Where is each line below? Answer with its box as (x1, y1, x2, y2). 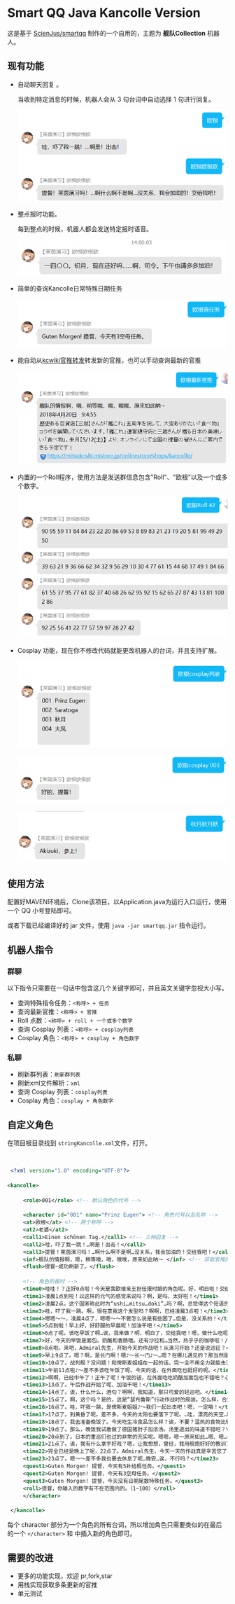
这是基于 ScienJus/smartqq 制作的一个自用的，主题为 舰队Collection (7, 29, 206, 37)
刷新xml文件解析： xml (17, 1079, 80, 1087)
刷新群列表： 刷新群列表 (17, 1070, 81, 1079)
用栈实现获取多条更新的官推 (17, 1581, 98, 1589)
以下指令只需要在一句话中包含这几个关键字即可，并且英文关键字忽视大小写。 (7, 984, 228, 992)
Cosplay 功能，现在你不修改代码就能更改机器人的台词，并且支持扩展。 (17, 647, 221, 655)
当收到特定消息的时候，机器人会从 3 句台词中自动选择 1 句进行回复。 (17, 95, 215, 103)
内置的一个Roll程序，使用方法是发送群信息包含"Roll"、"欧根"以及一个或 (17, 473, 222, 481)
